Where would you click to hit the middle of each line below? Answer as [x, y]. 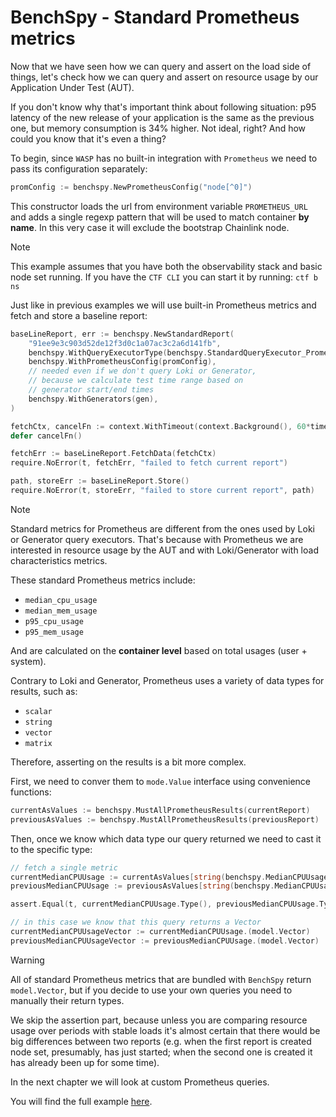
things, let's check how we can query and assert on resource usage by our [164, 77]
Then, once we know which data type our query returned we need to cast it [166, 838]
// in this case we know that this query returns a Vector [136, 922]
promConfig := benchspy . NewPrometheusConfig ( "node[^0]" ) [131, 187]
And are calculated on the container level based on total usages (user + [159, 650]
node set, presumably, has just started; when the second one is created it [161, 1052]
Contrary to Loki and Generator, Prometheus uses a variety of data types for [167, 680]
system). [28, 661]
